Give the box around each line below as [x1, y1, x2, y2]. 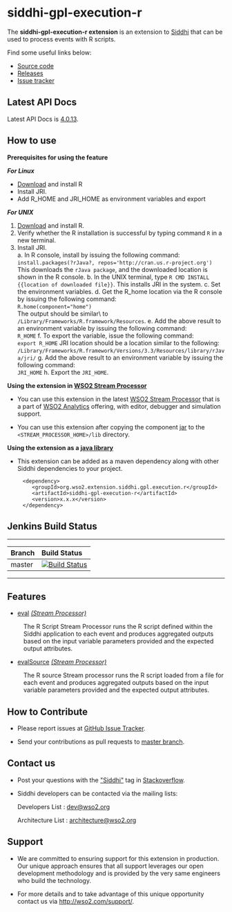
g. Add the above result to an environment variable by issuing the [37, 353, 223, 362]
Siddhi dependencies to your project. [17, 464, 123, 472]
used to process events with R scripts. [7, 35, 116, 43]
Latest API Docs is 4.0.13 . [7, 115, 79, 123]
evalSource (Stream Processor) [17, 658, 107, 666]
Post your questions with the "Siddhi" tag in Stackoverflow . [17, 775, 185, 784]
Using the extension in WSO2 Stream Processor [7, 381, 147, 389]
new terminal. [17, 236, 57, 244]
